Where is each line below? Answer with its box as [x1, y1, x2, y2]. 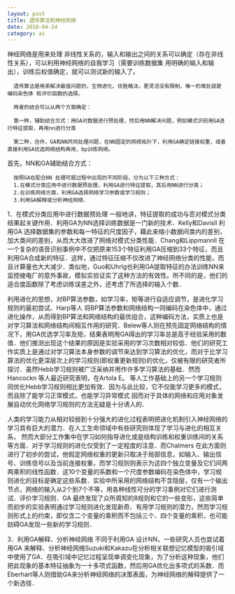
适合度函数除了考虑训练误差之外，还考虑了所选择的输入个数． [7, 280, 185, 288]
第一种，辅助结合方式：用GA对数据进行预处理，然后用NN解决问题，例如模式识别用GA [13, 117, 220, 125]
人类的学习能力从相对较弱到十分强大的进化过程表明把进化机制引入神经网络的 [7, 415, 228, 424]
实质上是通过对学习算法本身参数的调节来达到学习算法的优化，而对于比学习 [13, 348, 228, 356]
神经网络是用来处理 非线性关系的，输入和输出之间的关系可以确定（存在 [7, 50, 211, 58]
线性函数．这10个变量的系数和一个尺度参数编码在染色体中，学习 [31, 468, 216, 476]
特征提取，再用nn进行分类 [12, 125, 77, 132]
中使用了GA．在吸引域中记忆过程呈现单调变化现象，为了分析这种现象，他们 [7, 553, 225, 561]
